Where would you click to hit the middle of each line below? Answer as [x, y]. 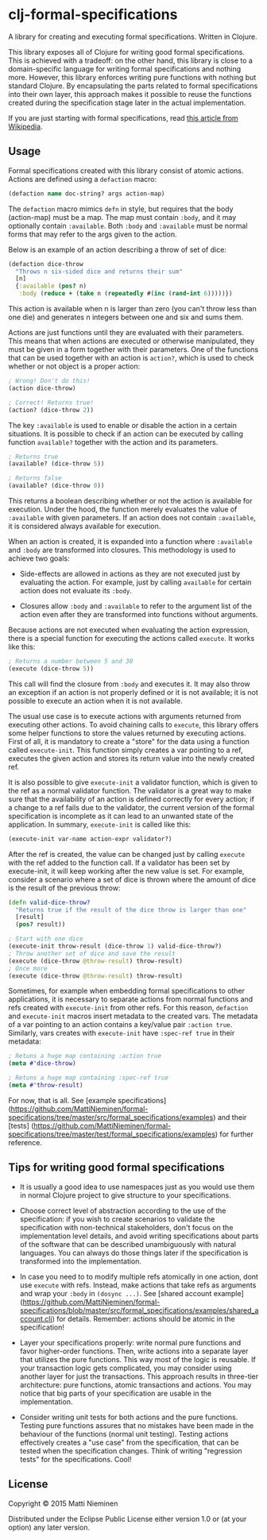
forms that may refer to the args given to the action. [93, 234]
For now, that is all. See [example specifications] [87, 1100]
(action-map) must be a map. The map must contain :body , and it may [122, 217]
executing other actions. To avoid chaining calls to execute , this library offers [133, 724]
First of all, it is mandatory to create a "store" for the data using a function [129, 741]
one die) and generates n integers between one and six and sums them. [126, 317]
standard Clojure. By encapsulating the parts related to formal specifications [133, 86]
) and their [230, 1117]
